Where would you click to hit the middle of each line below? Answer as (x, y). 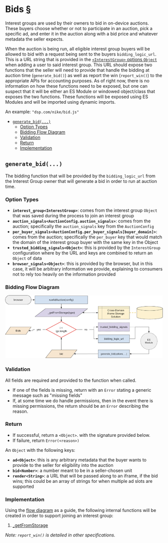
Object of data (27, 258)
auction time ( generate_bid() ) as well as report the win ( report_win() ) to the (84, 75)
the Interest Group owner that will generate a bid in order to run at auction (81, 181)
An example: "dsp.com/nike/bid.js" (42, 112)
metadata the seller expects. (34, 39)
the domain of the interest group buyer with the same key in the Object (85, 242)
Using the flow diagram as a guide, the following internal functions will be (81, 510)
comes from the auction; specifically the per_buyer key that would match (87, 237)
